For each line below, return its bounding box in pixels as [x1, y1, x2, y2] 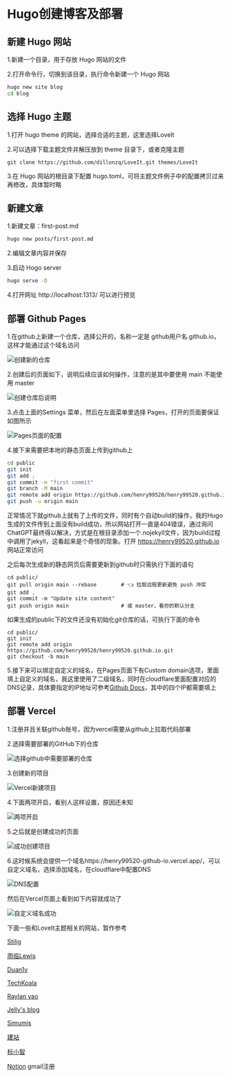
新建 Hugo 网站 [7, 36, 71, 47]
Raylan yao [7, 992, 39, 1000]
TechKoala [7, 979, 37, 987]
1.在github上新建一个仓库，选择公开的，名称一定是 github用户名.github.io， [7, 332, 220, 341]
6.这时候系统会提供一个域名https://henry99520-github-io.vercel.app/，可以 [7, 856, 221, 864]
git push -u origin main [7, 498, 78, 505]
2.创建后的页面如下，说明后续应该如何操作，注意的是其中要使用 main [7, 370, 203, 378]
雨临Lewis [7, 951, 36, 960]
